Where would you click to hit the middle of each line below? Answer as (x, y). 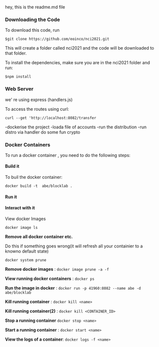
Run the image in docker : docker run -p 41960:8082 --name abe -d (73, 288)
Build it (12, 166)
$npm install (18, 77)
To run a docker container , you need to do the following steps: (68, 155)
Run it (11, 197)
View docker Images (25, 219)
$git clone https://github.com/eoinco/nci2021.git (57, 39)
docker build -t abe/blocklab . (39, 186)
